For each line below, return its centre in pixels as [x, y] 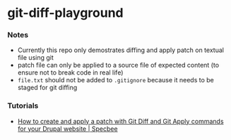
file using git [36, 58]
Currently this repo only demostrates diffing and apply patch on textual [121, 50]
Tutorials [23, 106]
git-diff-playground [65, 13]
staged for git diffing [47, 88]
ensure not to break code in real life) [70, 72]
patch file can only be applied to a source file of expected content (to [118, 65]
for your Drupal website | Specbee [67, 129]
